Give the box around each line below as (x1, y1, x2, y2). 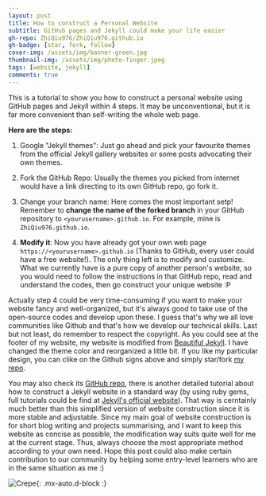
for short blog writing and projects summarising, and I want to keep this (8, 420, 242, 430)
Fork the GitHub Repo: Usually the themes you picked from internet (19, 173, 240, 182)
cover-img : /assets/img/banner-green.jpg (8, 49, 148, 57)
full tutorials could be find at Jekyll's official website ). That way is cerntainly (8, 395, 256, 404)
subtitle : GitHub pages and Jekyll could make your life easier (8, 26, 226, 34)
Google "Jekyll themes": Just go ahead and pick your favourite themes (19, 140, 251, 150)
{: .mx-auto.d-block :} (36, 478, 107, 488)
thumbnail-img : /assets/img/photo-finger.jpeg (8, 57, 165, 64)
